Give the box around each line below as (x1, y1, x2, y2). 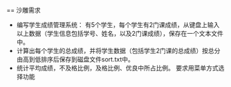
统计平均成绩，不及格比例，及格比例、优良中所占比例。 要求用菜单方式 (16, 64, 219, 72)
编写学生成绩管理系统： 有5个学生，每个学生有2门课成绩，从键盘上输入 (16, 21, 220, 29)
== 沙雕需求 (6, 6, 41, 14)
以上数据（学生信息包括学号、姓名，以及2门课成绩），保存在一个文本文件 (16, 30, 224, 37)
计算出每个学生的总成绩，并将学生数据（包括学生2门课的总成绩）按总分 (16, 47, 221, 55)
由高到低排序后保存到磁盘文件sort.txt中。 (16, 55, 134, 64)
